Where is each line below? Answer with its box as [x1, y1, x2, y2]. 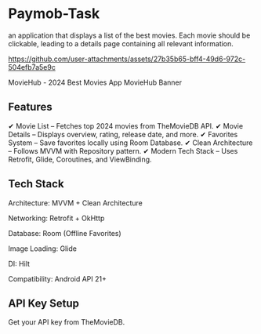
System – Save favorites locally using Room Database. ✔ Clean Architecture [8, 138, 253, 147]
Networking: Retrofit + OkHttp [8, 213, 105, 223]
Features [8, 100, 53, 114]
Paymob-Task [8, 5, 100, 23]
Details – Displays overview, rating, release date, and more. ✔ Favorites [8, 129, 238, 139]
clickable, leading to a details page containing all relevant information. [8, 38, 234, 48]
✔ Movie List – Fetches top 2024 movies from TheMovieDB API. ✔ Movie [8, 121, 244, 130]
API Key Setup [8, 296, 80, 310]
